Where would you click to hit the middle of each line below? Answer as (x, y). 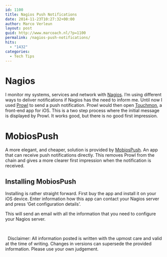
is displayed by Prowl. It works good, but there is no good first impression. (82, 116)
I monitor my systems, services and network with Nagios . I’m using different (83, 95)
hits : (11, 42)
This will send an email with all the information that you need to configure (80, 214)
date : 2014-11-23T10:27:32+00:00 (40, 19)
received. (15, 166)
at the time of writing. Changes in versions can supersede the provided (78, 244)
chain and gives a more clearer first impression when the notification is (78, 161)
